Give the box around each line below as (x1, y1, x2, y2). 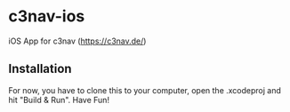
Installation (8, 61, 72, 76)
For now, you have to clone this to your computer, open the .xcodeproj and (8, 84, 282, 95)
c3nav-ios (8, 6, 85, 27)
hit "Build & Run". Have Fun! (8, 94, 110, 105)
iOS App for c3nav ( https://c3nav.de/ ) (8, 36, 147, 46)
